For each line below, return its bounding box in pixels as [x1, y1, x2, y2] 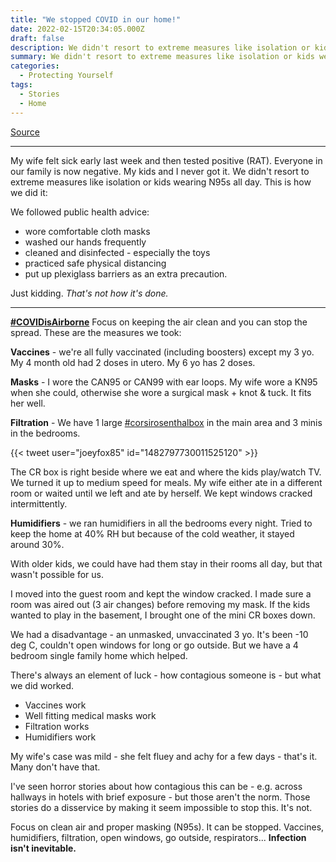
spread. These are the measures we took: [10, 326, 182, 338]
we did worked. [10, 679, 75, 691]
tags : [10, 80, 33, 90]
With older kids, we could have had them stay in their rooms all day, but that [10, 557, 323, 570]
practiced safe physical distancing [24, 257, 167, 269]
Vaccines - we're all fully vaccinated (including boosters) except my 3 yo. [10, 346, 315, 358]
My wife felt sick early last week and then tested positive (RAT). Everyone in [10, 154, 323, 166]
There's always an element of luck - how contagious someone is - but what [10, 669, 322, 681]
